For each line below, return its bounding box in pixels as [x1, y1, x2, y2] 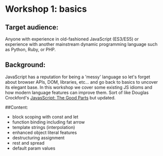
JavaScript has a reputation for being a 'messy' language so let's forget [5, 74, 150, 80]
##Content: [5, 104, 29, 110]
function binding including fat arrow [12, 119, 85, 125]
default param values [12, 145, 56, 151]
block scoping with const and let [12, 114, 79, 120]
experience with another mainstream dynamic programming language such [5, 41, 158, 47]
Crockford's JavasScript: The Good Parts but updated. [5, 94, 116, 100]
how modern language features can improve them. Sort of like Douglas [5, 90, 149, 95]
